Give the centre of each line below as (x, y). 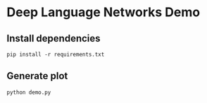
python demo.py (29, 92)
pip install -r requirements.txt (56, 54)
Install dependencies (54, 38)
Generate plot (37, 76)
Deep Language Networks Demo (103, 12)
